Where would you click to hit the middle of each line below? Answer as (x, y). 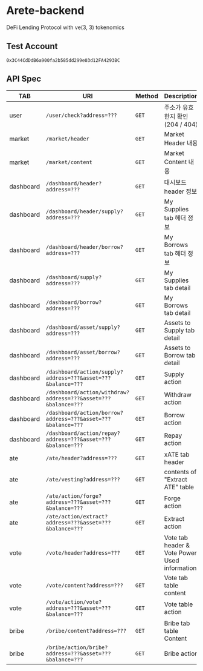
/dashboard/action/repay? (83, 433)
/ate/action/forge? (74, 496)
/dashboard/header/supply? (85, 211)
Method (147, 96)
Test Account (32, 46)
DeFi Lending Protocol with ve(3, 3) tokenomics (66, 27)
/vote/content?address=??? (85, 585)
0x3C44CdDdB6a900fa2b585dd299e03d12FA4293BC (63, 60)
